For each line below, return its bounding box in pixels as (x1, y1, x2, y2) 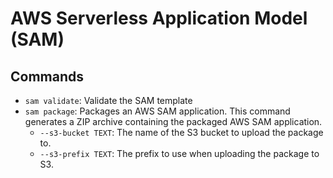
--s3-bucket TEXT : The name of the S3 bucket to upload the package (39, 127, 324, 138)
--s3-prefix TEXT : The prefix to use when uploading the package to (39, 148, 320, 159)
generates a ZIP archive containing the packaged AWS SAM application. (24, 116, 323, 127)
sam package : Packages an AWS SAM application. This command (24, 105, 291, 117)
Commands (10, 68, 85, 85)
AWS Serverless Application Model (10, 7, 308, 30)
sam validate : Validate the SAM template (24, 95, 193, 106)
